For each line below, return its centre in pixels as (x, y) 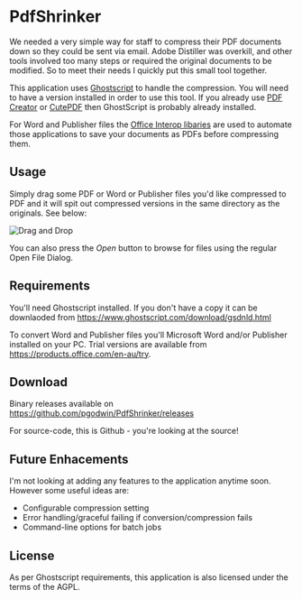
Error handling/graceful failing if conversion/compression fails (137, 518)
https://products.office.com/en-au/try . (80, 354)
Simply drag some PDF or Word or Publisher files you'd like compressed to (148, 194)
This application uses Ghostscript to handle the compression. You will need (149, 88)
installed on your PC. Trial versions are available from (108, 344)
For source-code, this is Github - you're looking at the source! (124, 431)
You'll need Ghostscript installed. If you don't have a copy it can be (134, 308)
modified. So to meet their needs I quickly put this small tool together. (138, 70)
